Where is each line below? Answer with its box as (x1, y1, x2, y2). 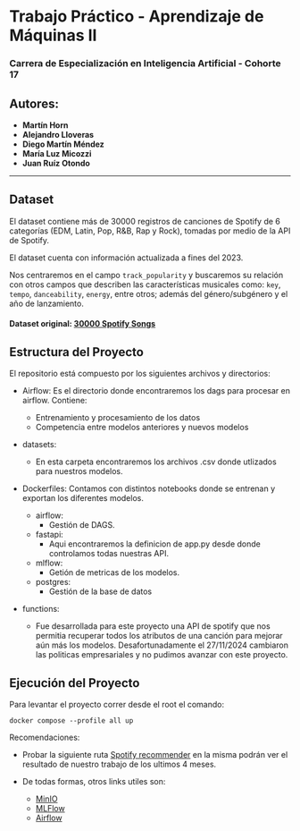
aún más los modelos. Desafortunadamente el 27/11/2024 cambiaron (35, 640, 288, 650)
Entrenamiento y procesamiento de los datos (35, 412, 201, 423)
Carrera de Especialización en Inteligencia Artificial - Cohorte (9, 57, 281, 70)
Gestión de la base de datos (48, 586, 153, 597)
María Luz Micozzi (21, 148, 92, 158)
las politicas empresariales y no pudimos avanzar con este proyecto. (35, 649, 288, 660)
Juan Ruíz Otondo (21, 157, 91, 168)
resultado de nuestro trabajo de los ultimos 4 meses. (21, 759, 217, 769)
